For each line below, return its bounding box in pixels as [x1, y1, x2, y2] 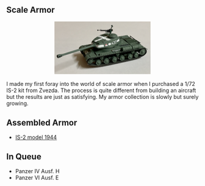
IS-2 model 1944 [15, 134, 57, 141]
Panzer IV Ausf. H [15, 167, 60, 174]
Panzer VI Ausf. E [15, 174, 59, 181]
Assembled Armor [6, 117, 77, 127]
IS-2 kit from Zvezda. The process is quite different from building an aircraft [6, 87, 196, 94]
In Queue [6, 151, 41, 162]
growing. [6, 100, 29, 107]
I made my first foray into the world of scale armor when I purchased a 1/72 [6, 80, 195, 88]
